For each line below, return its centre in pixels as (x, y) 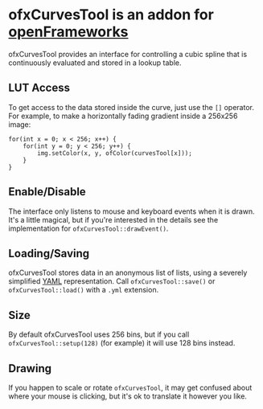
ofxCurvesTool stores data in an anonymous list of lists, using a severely (128, 273)
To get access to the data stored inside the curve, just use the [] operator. (131, 107)
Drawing (30, 368)
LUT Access (39, 88)
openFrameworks (68, 32)
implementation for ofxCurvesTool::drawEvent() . (88, 228)
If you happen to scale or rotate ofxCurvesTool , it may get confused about (130, 388)
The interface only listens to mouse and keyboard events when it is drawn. (131, 211)
